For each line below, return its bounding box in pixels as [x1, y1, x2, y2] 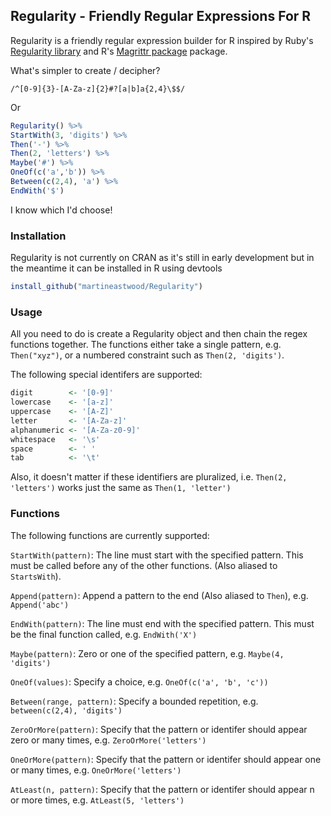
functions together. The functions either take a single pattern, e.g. [10, 339, 282, 351]
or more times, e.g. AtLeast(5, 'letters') [10, 794, 185, 806]
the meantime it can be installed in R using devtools [10, 262, 223, 274]
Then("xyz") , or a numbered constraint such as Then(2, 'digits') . [10, 349, 285, 361]
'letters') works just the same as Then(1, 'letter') [10, 482, 232, 494]
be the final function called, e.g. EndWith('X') [10, 628, 198, 640]
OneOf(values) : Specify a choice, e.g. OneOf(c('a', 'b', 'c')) [10, 675, 269, 688]
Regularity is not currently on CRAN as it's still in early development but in [10, 252, 315, 264]
